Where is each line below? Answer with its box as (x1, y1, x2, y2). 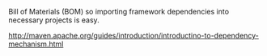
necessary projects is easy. (8, 15, 100, 25)
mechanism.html (8, 39, 64, 49)
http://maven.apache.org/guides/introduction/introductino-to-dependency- (8, 31, 259, 40)
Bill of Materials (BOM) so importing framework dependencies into (8, 7, 229, 16)
